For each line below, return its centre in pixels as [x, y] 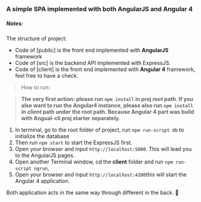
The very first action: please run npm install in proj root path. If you [107, 99]
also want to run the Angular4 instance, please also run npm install [107, 105]
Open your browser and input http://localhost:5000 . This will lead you [103, 148]
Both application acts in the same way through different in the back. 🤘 [93, 192]
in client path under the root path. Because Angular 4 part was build [107, 112]
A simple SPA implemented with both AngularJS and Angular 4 [100, 9]
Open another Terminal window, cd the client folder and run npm [94, 162]
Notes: [15, 23]
